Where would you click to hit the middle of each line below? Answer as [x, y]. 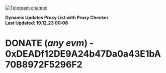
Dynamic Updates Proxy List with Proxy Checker [57, 17]
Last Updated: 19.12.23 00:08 [37, 23]
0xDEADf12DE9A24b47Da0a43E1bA [83, 54]
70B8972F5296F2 [44, 65]
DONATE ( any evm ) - [50, 43]
